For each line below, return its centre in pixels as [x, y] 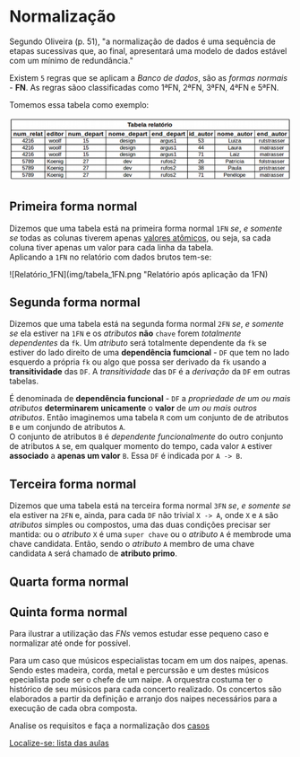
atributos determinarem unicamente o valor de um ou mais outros [133, 408]
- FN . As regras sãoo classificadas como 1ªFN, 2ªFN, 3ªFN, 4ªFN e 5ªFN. [144, 87]
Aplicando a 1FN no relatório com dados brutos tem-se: [111, 257]
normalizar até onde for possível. [70, 643]
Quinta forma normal [69, 612]
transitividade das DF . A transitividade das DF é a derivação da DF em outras [150, 372]
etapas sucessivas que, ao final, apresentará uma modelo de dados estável [148, 50]
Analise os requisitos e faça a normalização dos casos [110, 726]
